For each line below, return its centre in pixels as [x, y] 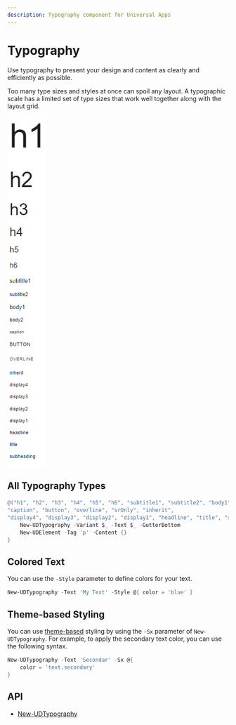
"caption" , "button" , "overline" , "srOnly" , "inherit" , [91, 510]
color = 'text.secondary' [58, 667]
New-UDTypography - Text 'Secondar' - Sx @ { [70, 660]
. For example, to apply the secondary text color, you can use [133, 639]
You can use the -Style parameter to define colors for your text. [100, 579]
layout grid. [24, 106]
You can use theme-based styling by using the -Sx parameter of [100, 632]
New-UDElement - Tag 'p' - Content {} [74, 533]
